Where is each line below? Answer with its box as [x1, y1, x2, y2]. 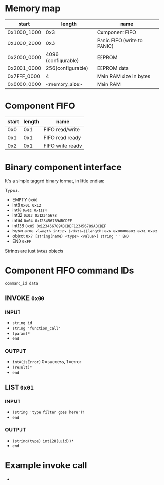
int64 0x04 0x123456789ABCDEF [12, 217, 72, 223]
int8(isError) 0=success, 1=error [12, 358, 82, 364]
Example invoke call [5, 460, 87, 471]
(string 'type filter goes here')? [12, 410, 85, 415]
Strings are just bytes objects [5, 248, 64, 253]
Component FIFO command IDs [5, 265, 134, 276]
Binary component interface [5, 162, 122, 173]
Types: [5, 187, 19, 193]
